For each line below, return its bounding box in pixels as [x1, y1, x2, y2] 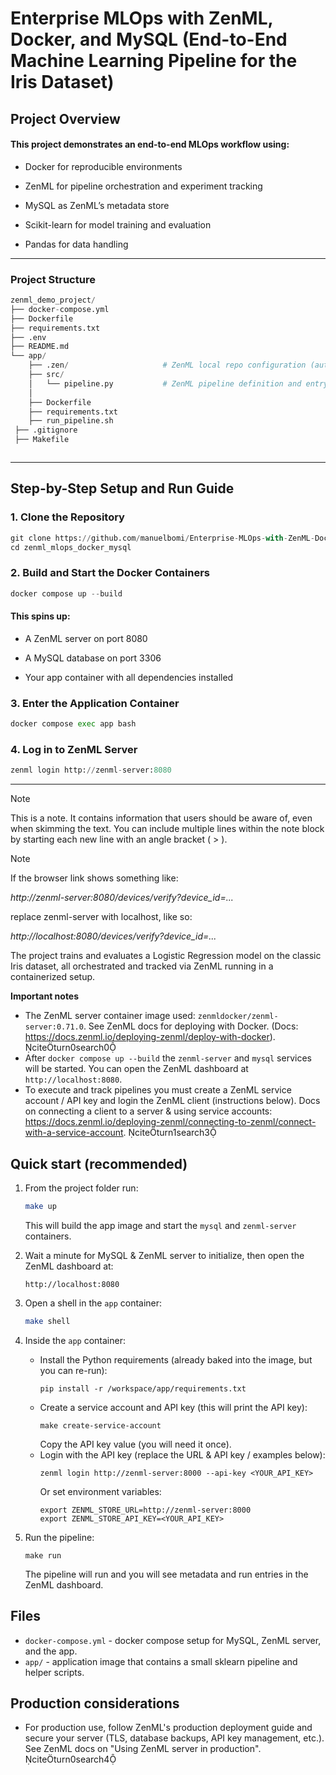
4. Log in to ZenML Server [10, 742, 138, 756]
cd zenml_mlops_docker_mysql [10, 542, 132, 552]
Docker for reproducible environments [24, 160, 183, 172]
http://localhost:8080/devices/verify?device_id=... [10, 930, 217, 942]
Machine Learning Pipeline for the [10, 50, 298, 72]
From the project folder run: [24, 1182, 139, 1194]
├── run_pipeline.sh [28, 416, 114, 426]
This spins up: [10, 610, 71, 622]
